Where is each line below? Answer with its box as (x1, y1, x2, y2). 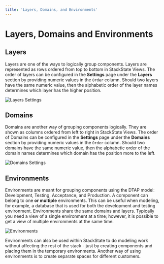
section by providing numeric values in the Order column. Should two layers (5, 77, 159, 83)
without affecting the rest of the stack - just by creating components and (5, 243, 153, 249)
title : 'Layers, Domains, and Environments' (5, 7, 98, 12)
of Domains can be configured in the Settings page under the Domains (5, 134, 150, 140)
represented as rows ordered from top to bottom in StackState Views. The (5, 66, 155, 72)
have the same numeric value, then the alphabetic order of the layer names (5, 82, 158, 88)
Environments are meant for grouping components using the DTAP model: (5, 187, 155, 193)
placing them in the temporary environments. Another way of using (5, 248, 141, 254)
